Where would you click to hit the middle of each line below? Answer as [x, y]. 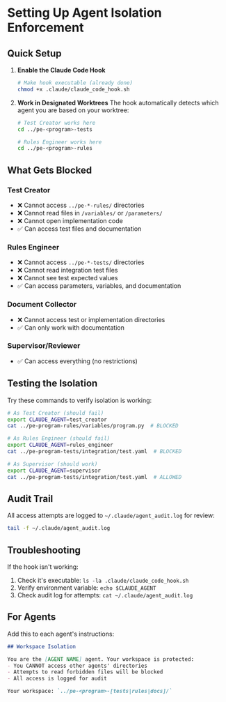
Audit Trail [30, 499]
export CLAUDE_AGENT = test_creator [57, 420]
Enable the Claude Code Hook [61, 70]
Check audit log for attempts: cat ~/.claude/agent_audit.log [105, 595]
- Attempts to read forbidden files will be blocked [85, 672]
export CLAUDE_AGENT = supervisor [54, 471]
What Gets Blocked [50, 170]
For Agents [32, 617]
